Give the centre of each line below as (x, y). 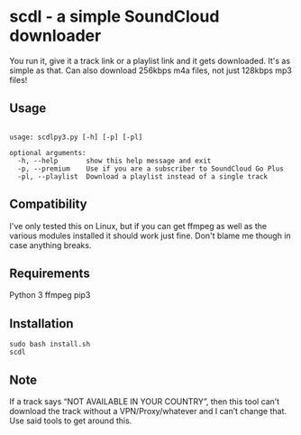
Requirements (50, 273)
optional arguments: (48, 153)
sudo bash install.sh (50, 345)
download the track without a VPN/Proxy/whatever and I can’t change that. (148, 411)
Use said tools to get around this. (71, 421)
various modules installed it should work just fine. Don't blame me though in (150, 236)
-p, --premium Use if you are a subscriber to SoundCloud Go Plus (150, 169)
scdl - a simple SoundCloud (114, 17)
